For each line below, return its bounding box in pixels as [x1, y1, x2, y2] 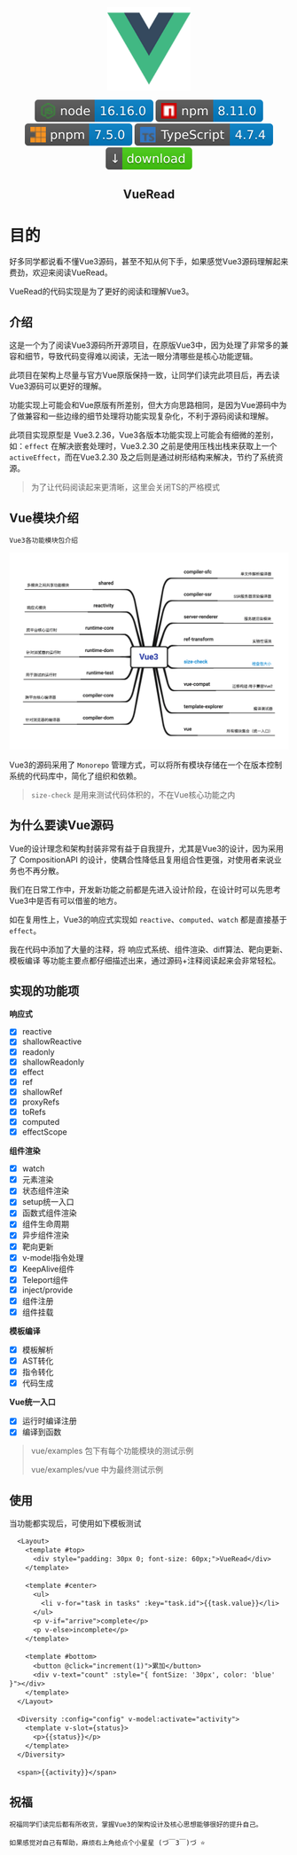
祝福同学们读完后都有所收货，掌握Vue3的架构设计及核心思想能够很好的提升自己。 [9, 1820, 263, 1829]
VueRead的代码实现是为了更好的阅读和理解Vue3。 [9, 287, 194, 297]
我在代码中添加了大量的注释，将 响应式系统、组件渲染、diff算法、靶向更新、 [9, 944, 288, 955]
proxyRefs [21, 1096, 60, 1107]
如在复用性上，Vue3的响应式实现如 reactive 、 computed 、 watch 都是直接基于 [9, 914, 287, 924]
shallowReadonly [21, 1057, 85, 1067]
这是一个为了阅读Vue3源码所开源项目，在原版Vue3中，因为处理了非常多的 [9, 340, 281, 350]
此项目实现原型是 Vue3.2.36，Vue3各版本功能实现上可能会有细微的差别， [9, 429, 278, 441]
